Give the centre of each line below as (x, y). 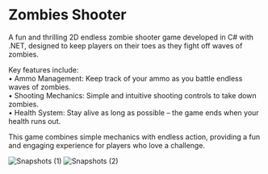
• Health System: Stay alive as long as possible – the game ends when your (134, 112)
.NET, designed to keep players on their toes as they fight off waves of (126, 45)
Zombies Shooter (67, 15)
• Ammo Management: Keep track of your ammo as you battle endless (126, 78)
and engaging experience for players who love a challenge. (107, 145)
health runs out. (35, 121)
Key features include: (44, 69)
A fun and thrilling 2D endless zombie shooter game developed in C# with (131, 37)
